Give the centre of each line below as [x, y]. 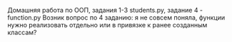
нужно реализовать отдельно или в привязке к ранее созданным [107, 25]
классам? [22, 32]
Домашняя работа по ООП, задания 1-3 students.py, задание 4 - [105, 10]
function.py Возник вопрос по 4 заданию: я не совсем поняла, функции [116, 17]
